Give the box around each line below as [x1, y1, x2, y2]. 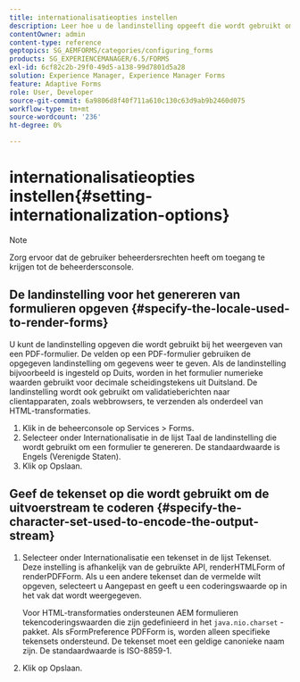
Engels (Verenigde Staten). [21, 451, 121, 462]
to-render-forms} [9, 315, 109, 330]
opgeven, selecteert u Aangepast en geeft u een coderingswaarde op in [21, 580, 287, 591]
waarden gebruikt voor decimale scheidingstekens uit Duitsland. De [9, 377, 258, 387]
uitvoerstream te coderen [9, 501, 154, 516]
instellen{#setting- [9, 187, 154, 206]
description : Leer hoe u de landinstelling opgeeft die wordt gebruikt [9, 21, 281, 30]
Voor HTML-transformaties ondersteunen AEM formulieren [21, 607, 238, 618]
